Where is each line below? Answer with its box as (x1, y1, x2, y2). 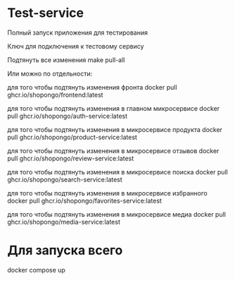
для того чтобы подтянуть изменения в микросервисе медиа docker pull (7, 210, 227, 218)
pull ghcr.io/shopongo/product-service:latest (7, 133, 137, 141)
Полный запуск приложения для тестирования (7, 28, 148, 37)
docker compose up (7, 265, 65, 274)
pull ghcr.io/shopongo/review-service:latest (7, 154, 134, 162)
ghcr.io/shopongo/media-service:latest (7, 217, 121, 226)
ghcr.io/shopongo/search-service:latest (7, 175, 123, 184)
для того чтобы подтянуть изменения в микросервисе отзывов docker (7, 146, 220, 155)
